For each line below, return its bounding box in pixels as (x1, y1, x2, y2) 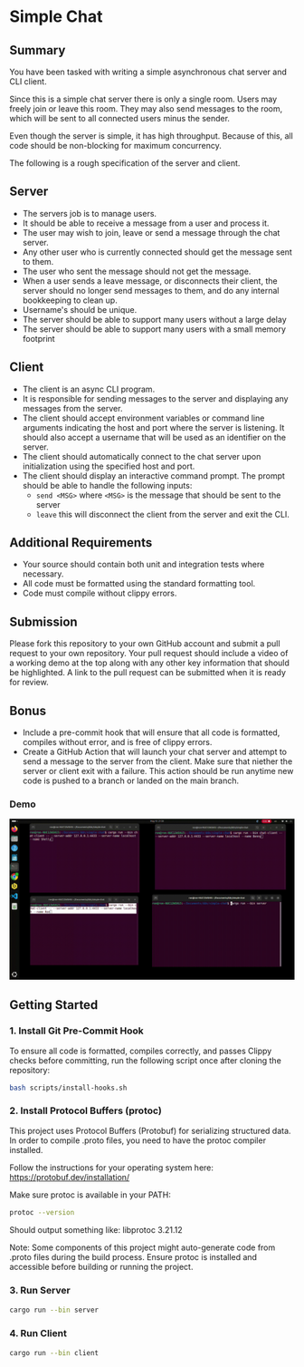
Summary (9, 43, 66, 58)
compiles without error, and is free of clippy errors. (22, 737, 213, 748)
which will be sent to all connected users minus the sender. (9, 113, 231, 123)
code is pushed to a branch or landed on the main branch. (22, 775, 240, 786)
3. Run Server (9, 1284, 71, 1296)
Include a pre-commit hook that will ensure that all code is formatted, (22, 727, 280, 738)
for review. (9, 677, 49, 688)
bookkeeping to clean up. (22, 295, 118, 305)
